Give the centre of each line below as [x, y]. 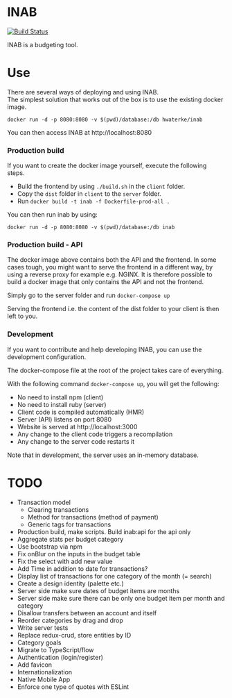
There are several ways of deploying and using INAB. [83, 92]
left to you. [23, 316]
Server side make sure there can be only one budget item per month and [121, 598]
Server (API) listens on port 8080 [64, 419]
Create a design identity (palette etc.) [70, 583]
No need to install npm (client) [60, 397]
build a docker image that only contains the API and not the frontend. [106, 282]
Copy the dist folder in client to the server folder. [89, 194]
